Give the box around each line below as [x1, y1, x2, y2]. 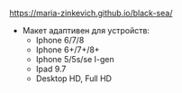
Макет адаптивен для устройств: [22, 25, 150, 35]
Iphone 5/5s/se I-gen [35, 54, 114, 64]
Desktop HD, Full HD [35, 73, 113, 84]
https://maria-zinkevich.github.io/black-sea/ [9, 8, 173, 18]
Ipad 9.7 [35, 63, 67, 74]
